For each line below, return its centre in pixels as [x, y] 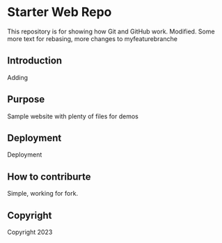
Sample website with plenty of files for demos [73, 116]
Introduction [35, 61]
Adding [18, 77]
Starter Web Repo [60, 12]
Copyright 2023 [30, 232]
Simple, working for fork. [43, 194]
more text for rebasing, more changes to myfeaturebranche [92, 38]
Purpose [26, 99]
